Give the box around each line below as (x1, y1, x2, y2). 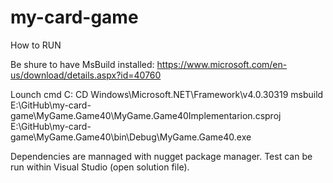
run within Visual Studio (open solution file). (10, 161, 190, 173)
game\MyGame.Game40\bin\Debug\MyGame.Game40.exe (10, 131, 252, 143)
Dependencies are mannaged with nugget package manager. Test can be (10, 150, 313, 162)
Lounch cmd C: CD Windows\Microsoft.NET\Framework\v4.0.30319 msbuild (10, 88, 324, 100)
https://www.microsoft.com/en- (156, 58, 288, 70)
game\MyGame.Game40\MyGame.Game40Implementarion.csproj (10, 109, 282, 121)
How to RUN (10, 39, 62, 51)
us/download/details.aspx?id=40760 (10, 69, 162, 81)
